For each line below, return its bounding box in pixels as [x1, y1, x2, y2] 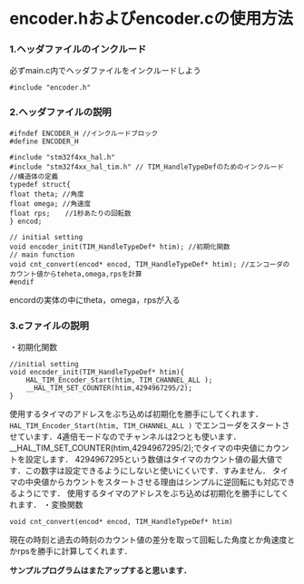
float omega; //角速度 [9, 199, 92, 209]
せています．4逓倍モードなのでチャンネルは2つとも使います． [9, 432, 242, 443]
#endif [9, 277, 34, 287]
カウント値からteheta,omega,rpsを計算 [9, 269, 142, 278]
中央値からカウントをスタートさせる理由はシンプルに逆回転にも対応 [25, 477, 279, 488]
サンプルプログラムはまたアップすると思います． [9, 565, 192, 576]
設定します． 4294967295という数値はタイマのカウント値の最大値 [25, 454, 275, 465]
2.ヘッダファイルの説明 [9, 106, 112, 119]
